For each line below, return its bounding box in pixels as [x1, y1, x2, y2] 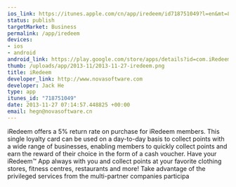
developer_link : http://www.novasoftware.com [7, 75, 143, 83]
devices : [7, 36, 33, 43]
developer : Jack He [7, 82, 65, 89]
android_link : [7, 56, 49, 63]
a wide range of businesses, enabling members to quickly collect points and [7, 141, 228, 151]
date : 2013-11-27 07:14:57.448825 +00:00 [7, 102, 131, 109]
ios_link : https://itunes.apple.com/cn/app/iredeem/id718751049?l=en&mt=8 [7, 10, 231, 18]
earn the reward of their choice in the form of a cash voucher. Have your [7, 149, 217, 158]
